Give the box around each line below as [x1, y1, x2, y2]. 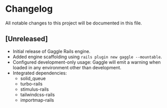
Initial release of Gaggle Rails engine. [12, 48, 91, 54]
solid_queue [20, 75, 46, 82]
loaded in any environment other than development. [12, 64, 122, 70]
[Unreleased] [5, 35, 48, 43]
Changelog [5, 3, 53, 15]
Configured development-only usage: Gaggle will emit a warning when [12, 59, 161, 65]
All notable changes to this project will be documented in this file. [5, 20, 143, 26]
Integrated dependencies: [12, 70, 67, 76]
